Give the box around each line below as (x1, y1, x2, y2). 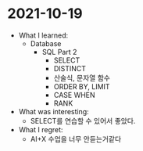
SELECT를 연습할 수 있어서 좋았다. (30, 116, 136, 125)
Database (30, 38, 62, 48)
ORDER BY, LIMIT (53, 81, 110, 91)
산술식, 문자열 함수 (53, 73, 111, 82)
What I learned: (18, 31, 69, 40)
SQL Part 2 (41, 47, 77, 56)
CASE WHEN (53, 90, 95, 99)
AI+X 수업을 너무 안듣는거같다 (30, 134, 122, 143)
